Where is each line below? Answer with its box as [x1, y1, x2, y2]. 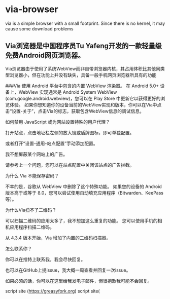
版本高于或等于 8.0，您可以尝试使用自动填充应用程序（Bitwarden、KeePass [5, 190, 164, 196]
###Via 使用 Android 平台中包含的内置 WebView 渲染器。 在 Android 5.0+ [5, 83, 159, 89]
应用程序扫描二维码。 [9, 224, 54, 230]
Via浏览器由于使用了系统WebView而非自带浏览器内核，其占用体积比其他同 [5, 65, 161, 71]
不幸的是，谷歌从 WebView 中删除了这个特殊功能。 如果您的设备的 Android [5, 183, 162, 190]
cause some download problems [5, 25, 74, 31]
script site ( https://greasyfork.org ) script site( [5, 288, 100, 294]
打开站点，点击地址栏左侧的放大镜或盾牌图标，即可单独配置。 [5, 129, 134, 135]
